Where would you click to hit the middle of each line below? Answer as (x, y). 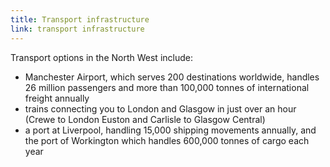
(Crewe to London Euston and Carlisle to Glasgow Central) (145, 119)
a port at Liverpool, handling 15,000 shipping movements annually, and (170, 130)
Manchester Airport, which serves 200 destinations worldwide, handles (172, 77)
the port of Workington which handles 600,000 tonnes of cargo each (167, 140)
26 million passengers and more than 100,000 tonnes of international (167, 87)
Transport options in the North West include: (101, 57)
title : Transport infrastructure (80, 19)
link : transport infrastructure (77, 29)
